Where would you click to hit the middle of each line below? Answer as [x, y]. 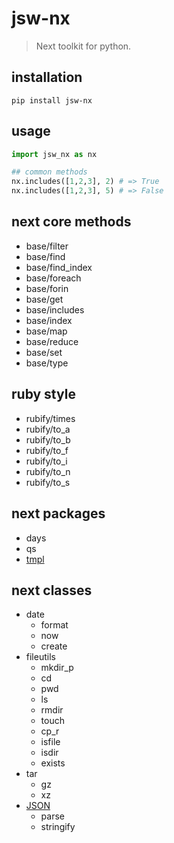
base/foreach [53, 278]
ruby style [43, 394]
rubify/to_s [48, 482]
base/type [47, 363]
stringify [58, 827]
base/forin [47, 288]
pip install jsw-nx [52, 100]
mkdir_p [57, 668]
